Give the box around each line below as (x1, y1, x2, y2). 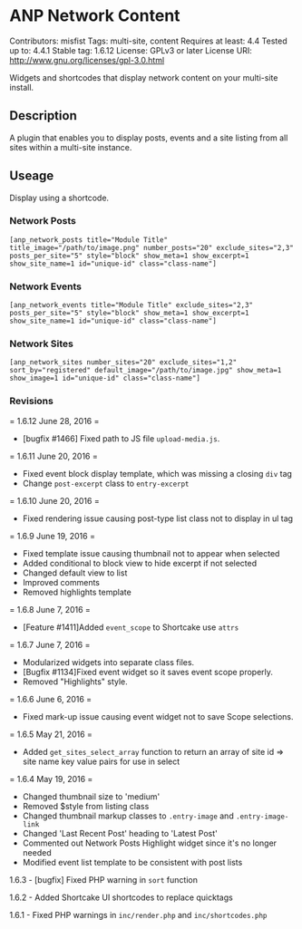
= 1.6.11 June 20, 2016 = (9, 450, 98, 461)
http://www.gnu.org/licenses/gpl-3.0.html (9, 54, 165, 65)
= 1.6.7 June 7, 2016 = (9, 639, 91, 650)
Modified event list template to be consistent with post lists (22, 856, 243, 867)
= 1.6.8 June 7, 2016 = (9, 604, 91, 614)
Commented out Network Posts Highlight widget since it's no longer (22, 837, 278, 848)
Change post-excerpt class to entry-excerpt (22, 478, 190, 489)
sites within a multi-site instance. (9, 141, 132, 152)
